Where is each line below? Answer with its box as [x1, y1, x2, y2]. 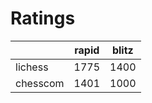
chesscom [15, 76, 65, 90]
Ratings [10, 7, 76, 30]
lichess [15, 60, 49, 74]
